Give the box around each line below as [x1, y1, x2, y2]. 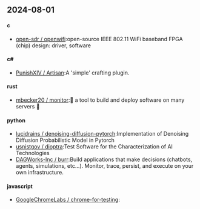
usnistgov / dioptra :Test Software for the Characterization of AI [15, 143, 173, 150]
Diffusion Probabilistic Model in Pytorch [15, 136, 115, 144]
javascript [7, 182, 33, 190]
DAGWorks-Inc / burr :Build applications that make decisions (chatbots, [15, 156, 193, 163]
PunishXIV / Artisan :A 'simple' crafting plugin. [15, 69, 130, 76]
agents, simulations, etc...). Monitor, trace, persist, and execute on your [15, 162, 194, 170]
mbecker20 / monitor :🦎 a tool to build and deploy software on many [15, 96, 185, 104]
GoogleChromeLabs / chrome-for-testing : [15, 196, 120, 204]
